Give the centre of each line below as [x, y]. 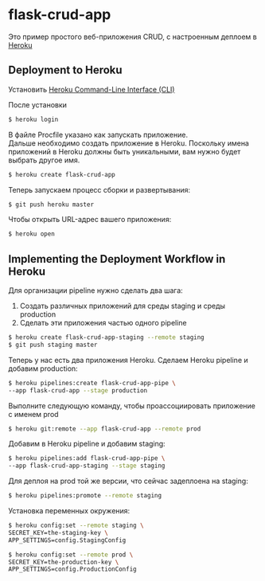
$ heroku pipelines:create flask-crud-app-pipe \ [92, 383]
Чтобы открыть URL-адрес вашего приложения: [90, 220]
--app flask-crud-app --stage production [78, 390]
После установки [38, 104]
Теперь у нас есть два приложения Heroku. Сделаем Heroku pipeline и [128, 360]
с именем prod [33, 414]
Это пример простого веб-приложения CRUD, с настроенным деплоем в [132, 37]
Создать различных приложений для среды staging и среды [122, 306]
